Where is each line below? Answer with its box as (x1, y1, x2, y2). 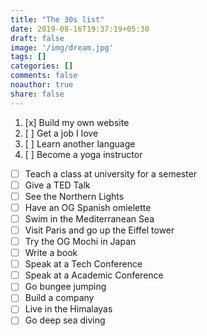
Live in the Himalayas (24, 303, 113, 315)
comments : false (10, 71, 78, 81)
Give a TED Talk (24, 179, 91, 191)
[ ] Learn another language (24, 137, 136, 150)
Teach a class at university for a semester (24, 167, 198, 180)
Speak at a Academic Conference (24, 269, 164, 281)
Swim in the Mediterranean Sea (24, 212, 155, 225)
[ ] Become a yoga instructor (24, 148, 143, 160)
